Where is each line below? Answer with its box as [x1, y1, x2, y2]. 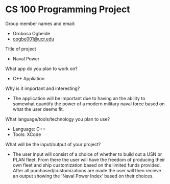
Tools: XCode [12, 131, 41, 137]
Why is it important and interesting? [5, 85, 80, 91]
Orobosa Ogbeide [12, 30, 51, 36]
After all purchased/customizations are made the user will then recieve [12, 167, 162, 173]
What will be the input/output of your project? [5, 141, 101, 147]
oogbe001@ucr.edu [12, 36, 55, 42]
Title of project [5, 45, 37, 52]
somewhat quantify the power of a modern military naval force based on [12, 101, 165, 107]
